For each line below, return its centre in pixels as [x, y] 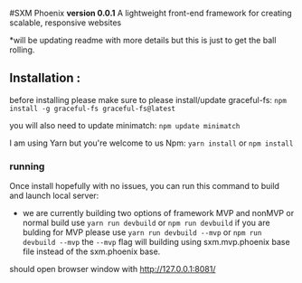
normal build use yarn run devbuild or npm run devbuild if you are [146, 223]
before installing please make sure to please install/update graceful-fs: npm [148, 99]
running [27, 166]
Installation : [45, 78]
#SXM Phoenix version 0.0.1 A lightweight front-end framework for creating [151, 13]
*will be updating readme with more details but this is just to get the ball [143, 40]
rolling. [22, 50]
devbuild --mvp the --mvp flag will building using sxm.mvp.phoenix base [156, 242]
